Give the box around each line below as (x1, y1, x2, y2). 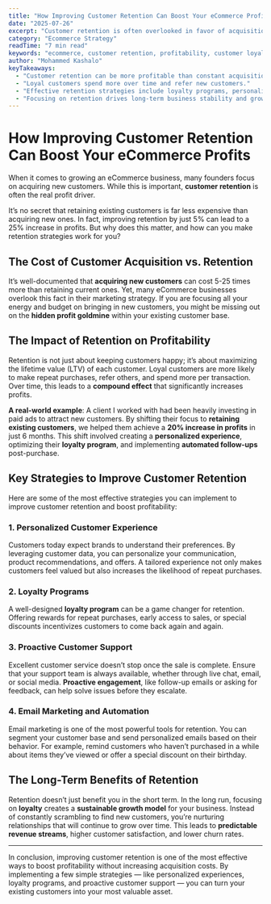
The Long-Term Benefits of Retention (8, 773, 199, 787)
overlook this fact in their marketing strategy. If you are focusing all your (8, 294, 248, 303)
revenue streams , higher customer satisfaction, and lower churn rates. (8, 829, 244, 839)
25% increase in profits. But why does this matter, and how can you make (8, 223, 253, 232)
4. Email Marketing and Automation (8, 705, 150, 717)
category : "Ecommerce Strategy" (8, 34, 117, 43)
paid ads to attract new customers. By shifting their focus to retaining (8, 413, 240, 424)
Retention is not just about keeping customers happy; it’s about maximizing (8, 355, 257, 365)
